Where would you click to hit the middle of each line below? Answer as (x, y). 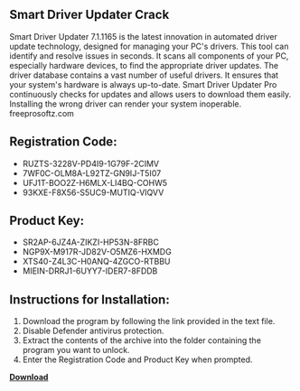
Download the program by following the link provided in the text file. (149, 321)
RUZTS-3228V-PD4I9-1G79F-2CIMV (91, 163)
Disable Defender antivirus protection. (93, 331)
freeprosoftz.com (42, 113)
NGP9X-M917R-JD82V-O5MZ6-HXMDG (97, 252)
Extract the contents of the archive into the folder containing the (142, 340)
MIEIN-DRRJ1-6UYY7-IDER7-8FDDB (90, 271)
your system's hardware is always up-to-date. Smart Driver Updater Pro (143, 84)
